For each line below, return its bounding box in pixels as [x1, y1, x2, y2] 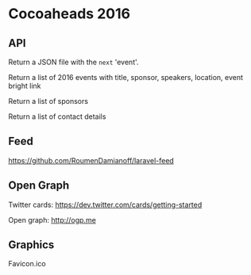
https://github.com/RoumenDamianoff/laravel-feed [8, 155, 175, 165]
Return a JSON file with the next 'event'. [8, 57, 139, 67]
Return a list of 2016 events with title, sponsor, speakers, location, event [8, 73, 244, 82]
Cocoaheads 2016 [8, 5, 131, 23]
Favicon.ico [8, 259, 46, 269]
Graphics [8, 239, 55, 252]
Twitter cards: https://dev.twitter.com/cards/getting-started [8, 200, 203, 209]
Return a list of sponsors [8, 97, 89, 105]
